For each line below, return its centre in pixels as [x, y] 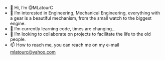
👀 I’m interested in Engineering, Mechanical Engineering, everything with [85, 13]
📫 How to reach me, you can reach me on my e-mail [64, 45]
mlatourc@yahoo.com [33, 52]
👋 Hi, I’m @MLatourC [32, 8]
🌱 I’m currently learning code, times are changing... [63, 29]
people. [18, 39]
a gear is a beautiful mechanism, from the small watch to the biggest [81, 18]
